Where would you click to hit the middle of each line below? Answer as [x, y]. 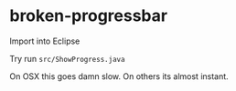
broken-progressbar [88, 16]
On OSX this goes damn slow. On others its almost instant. [119, 76]
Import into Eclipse [45, 41]
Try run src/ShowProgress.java [67, 58]
